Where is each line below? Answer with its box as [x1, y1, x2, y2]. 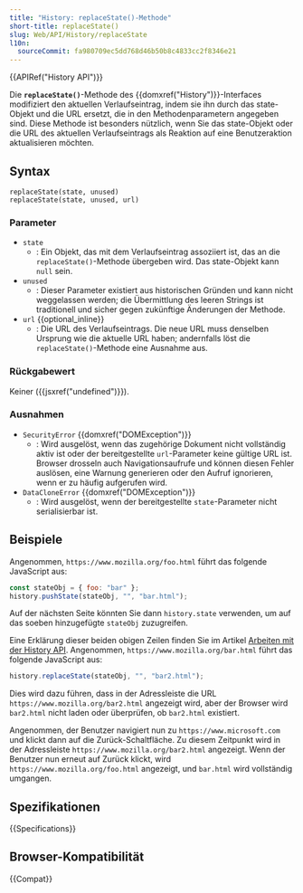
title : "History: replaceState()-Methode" [9, 13, 172, 23]
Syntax [9, 164, 51, 179]
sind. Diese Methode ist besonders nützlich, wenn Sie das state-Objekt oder [9, 119, 294, 129]
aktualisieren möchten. [9, 138, 95, 148]
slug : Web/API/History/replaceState [9, 30, 147, 39]
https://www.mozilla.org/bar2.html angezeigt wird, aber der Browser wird [9, 698, 289, 708]
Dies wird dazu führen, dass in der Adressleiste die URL [9, 689, 217, 699]
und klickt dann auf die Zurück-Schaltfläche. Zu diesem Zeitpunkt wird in [9, 735, 281, 746]
